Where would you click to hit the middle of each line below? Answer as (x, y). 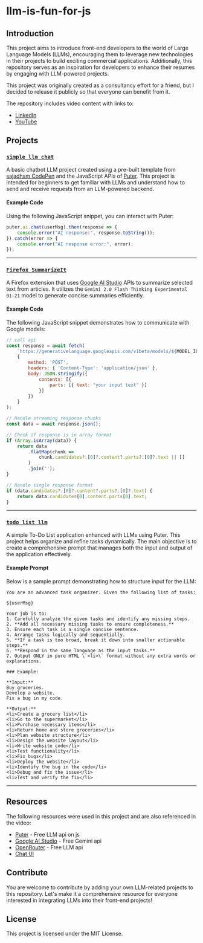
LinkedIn (26, 115)
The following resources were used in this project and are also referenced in (101, 816)
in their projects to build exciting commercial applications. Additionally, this (99, 61)
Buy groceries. (25, 687)
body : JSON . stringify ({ (58, 374)
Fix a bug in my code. (35, 698)
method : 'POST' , (48, 363)
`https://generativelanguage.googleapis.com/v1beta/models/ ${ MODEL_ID (108, 351)
